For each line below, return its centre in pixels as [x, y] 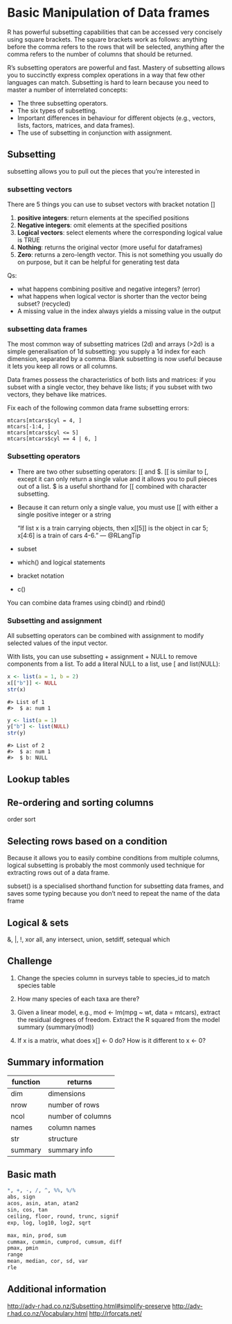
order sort [21, 819]
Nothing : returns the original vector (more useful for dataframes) [110, 247]
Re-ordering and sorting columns [80, 802]
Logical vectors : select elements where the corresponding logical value [120, 233]
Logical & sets [38, 922]
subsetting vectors [40, 189]
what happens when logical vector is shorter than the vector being [112, 296]
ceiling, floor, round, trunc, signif [63, 1216]
